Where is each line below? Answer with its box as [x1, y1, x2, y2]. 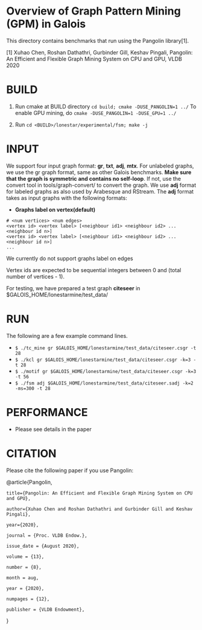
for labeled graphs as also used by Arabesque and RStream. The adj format [6, 187, 194, 195]
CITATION [6, 446, 57, 460]
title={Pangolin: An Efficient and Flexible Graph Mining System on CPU [6, 490, 193, 496]
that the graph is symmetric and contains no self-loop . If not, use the [6, 175, 181, 182]
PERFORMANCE [6, 405, 88, 419]
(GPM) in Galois [6, 17, 86, 31]
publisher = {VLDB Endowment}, [6, 606, 85, 612]
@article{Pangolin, [6, 478, 52, 485]
